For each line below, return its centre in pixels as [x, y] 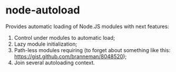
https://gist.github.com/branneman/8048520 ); [70, 56]
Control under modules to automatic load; [64, 37]
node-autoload [43, 10]
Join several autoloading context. [54, 63]
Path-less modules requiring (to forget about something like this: [92, 50]
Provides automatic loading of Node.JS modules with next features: [87, 26]
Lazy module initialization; [46, 44]
